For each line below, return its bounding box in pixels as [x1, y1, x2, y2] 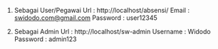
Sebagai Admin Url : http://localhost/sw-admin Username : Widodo [14, 28, 212, 36]
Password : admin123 [14, 35, 77, 43]
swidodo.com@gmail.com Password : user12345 [14, 13, 158, 22]
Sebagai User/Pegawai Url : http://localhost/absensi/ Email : [14, 6, 190, 14]
